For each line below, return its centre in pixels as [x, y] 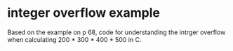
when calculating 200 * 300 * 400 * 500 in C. [74, 39]
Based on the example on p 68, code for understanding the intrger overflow [116, 32]
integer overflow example [84, 13]
